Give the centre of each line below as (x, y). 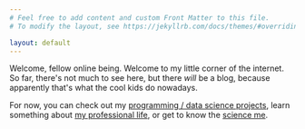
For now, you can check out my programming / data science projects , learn (150, 105)
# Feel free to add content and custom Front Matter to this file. (140, 18)
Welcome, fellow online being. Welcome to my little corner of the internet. (147, 68)
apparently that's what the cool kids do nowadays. (103, 88)
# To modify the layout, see (64, 26)
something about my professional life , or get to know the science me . (139, 115)
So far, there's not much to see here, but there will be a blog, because (140, 78)
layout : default (40, 43)
